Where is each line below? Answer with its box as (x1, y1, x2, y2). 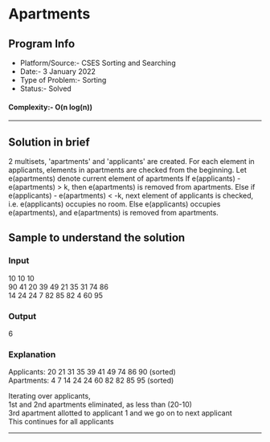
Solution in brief (8, 135, 90, 149)
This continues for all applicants (8, 417, 114, 427)
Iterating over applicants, (8, 391, 91, 401)
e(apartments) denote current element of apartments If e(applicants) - (8, 174, 241, 183)
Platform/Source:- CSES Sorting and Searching (19, 58, 176, 68)
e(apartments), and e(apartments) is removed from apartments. (8, 208, 219, 218)
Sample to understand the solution (8, 231, 186, 245)
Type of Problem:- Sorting (19, 76, 107, 84)
